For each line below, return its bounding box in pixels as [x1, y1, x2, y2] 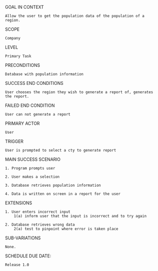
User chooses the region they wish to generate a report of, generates [5, 90, 153, 95]
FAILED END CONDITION [5, 102, 55, 108]
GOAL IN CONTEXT [5, 4, 44, 10]
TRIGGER [5, 138, 24, 144]
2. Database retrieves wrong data [5, 222, 75, 227]
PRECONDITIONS [5, 62, 40, 68]
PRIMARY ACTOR [5, 120, 40, 126]
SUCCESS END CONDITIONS [5, 80, 64, 86]
